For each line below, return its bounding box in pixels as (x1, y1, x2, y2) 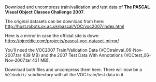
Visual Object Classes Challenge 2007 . (5, 9, 85, 15)
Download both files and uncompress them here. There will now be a (5, 67, 142, 72)
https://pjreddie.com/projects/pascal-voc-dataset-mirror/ (5, 38, 119, 44)
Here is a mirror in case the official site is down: (5, 33, 100, 38)
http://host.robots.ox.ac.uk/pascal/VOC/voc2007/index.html (5, 23, 125, 29)
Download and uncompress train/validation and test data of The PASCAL (5, 4, 150, 10)
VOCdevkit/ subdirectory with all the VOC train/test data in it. (5, 72, 125, 77)
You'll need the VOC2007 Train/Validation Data (5, 47, 98, 53)
